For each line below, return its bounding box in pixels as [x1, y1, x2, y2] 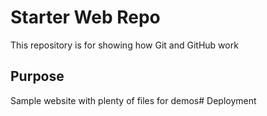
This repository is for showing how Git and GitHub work [10, 39, 239, 51]
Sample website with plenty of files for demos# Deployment [10, 94, 257, 106]
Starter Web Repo [10, 6, 161, 29]
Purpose [10, 68, 65, 85]
